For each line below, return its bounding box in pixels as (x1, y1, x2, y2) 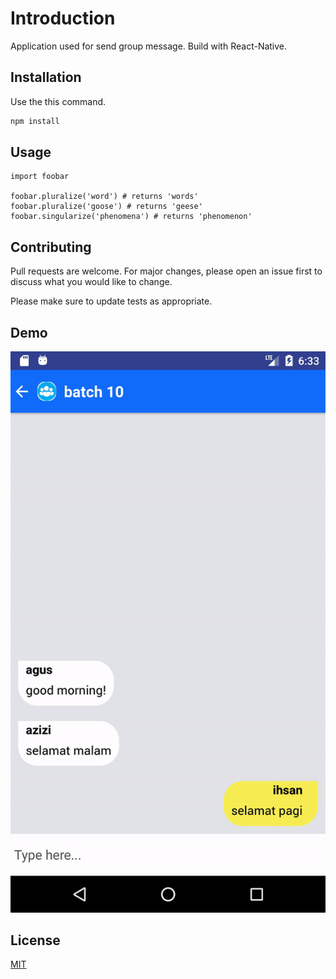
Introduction (10, 7, 116, 30)
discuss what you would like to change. (10, 276, 173, 288)
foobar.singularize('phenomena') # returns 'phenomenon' (10, 212, 253, 222)
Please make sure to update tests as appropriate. (10, 295, 213, 307)
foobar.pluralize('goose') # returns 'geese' (10, 202, 203, 212)
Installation (10, 69, 82, 86)
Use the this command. (10, 95, 107, 107)
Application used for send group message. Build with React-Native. (10, 40, 288, 52)
